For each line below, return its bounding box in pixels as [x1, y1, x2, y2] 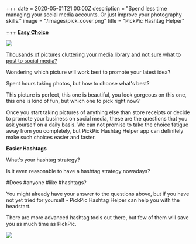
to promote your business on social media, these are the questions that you [6, 115, 188, 122]
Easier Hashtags [6, 145, 47, 152]
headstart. [6, 203, 31, 209]
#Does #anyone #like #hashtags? [6, 179, 87, 186]
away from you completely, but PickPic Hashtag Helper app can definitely [6, 128, 184, 134]
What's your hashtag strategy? [6, 156, 80, 163]
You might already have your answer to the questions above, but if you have [6, 190, 190, 197]
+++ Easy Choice [6, 29, 49, 36]
